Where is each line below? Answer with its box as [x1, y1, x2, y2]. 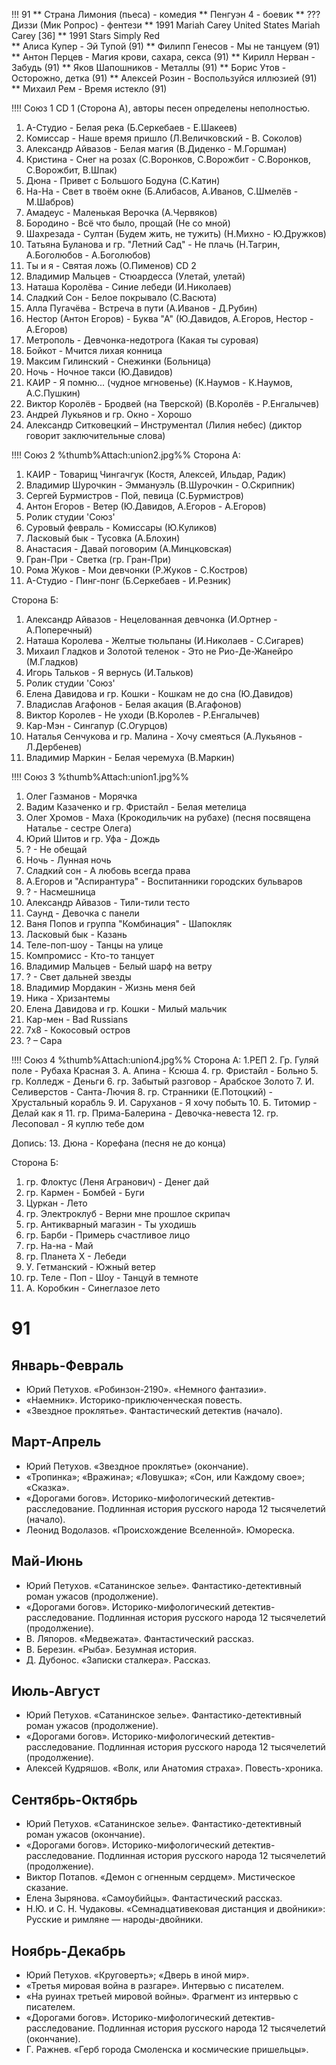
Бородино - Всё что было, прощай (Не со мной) [25, 217, 231, 229]
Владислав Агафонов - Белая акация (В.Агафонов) [25, 699, 243, 710]
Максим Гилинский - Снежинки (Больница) [25, 355, 212, 367]
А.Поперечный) [25, 624, 93, 636]
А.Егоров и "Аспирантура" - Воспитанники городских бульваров [25, 875, 303, 887]
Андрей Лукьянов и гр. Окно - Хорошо [25, 409, 193, 420]
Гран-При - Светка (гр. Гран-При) [25, 554, 172, 565]
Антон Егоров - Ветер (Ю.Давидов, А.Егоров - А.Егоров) [25, 500, 267, 512]
